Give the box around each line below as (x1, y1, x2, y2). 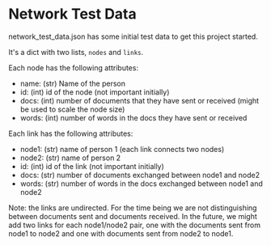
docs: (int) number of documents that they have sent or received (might (19, 95, 260, 105)
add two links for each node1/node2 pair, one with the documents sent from (8, 220, 261, 230)
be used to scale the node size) (19, 104, 125, 114)
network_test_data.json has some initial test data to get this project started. (8, 32, 259, 41)
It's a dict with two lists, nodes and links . (8, 47, 144, 57)
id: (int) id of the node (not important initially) (19, 87, 170, 97)
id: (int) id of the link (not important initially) (19, 161, 164, 171)
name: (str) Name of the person (19, 78, 126, 88)
